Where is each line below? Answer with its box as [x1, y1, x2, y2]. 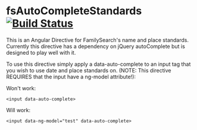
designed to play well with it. [6, 49, 76, 56]
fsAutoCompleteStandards [6, 4, 142, 18]
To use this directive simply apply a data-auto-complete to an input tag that [6, 61, 191, 68]
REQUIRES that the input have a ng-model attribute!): [6, 73, 136, 80]
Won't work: [6, 84, 36, 91]
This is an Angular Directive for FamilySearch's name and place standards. [6, 36, 189, 43]
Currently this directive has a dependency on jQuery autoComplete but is [6, 43, 186, 50]
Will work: [6, 106, 31, 113]
